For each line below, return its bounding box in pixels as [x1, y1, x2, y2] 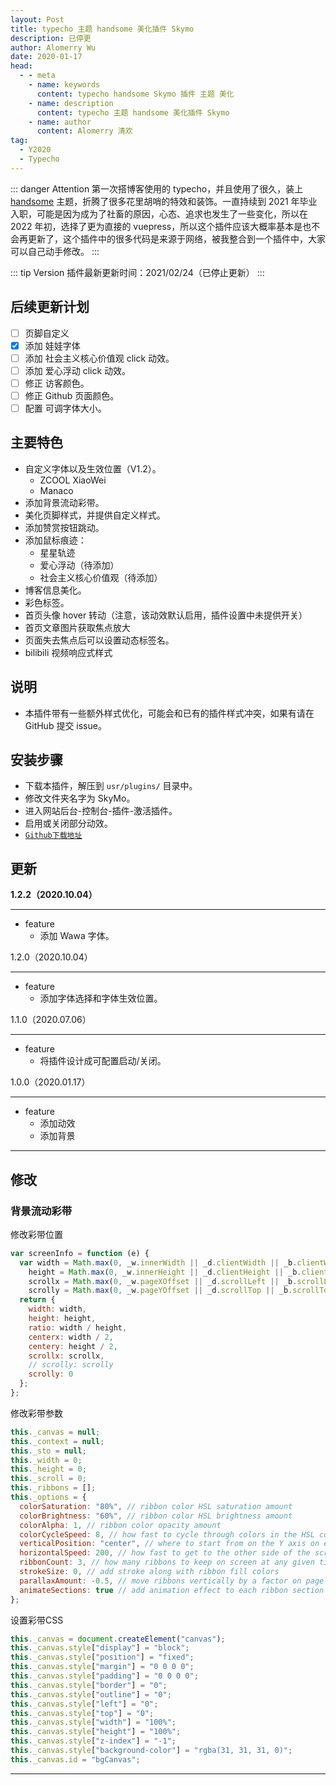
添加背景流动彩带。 [24, 496, 105, 508]
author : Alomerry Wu [10, 42, 97, 53]
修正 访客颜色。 [24, 377, 90, 389]
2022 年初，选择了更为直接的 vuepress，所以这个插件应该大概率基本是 [10, 220, 303, 232]
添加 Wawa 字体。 [39, 930, 115, 942]
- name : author [28, 117, 92, 127]
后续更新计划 [10, 299, 90, 316]
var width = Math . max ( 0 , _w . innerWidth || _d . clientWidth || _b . [19, 1257, 298, 1268]
